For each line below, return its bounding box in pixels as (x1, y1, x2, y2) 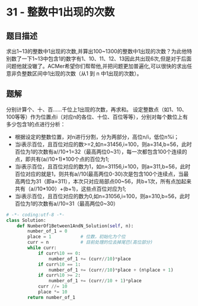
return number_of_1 (27, 294, 76, 300)
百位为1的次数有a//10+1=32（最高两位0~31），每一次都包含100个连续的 (14, 148, 188, 155)
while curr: (27, 245, 58, 251)
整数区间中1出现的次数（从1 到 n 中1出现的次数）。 (21, 70, 142, 77)
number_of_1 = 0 (27, 228, 68, 234)
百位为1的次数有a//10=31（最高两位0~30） (14, 200, 119, 207)
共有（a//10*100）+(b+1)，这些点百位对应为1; (14, 185, 126, 192)
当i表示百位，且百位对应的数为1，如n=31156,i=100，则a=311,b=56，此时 (14, 162, 191, 170)
